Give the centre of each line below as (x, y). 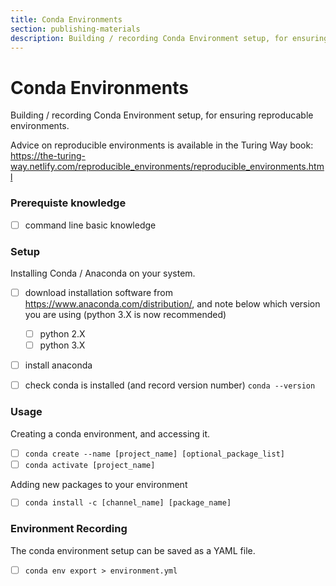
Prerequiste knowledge (68, 203)
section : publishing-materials (75, 29)
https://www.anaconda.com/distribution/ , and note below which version (172, 304)
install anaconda (58, 365)
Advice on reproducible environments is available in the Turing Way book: (162, 145)
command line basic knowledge (90, 225)
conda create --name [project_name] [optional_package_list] (154, 454)
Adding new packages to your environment (99, 484)
